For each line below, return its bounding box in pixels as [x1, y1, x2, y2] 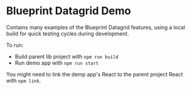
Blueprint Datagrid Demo [6, 4, 131, 18]
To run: [6, 41, 24, 49]
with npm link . [6, 77, 41, 84]
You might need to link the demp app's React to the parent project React [6, 70, 183, 78]
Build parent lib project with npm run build [14, 53, 119, 60]
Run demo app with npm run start [14, 59, 99, 66]
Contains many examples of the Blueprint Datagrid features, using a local [6, 24, 186, 31]
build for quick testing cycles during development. [6, 30, 129, 37]
